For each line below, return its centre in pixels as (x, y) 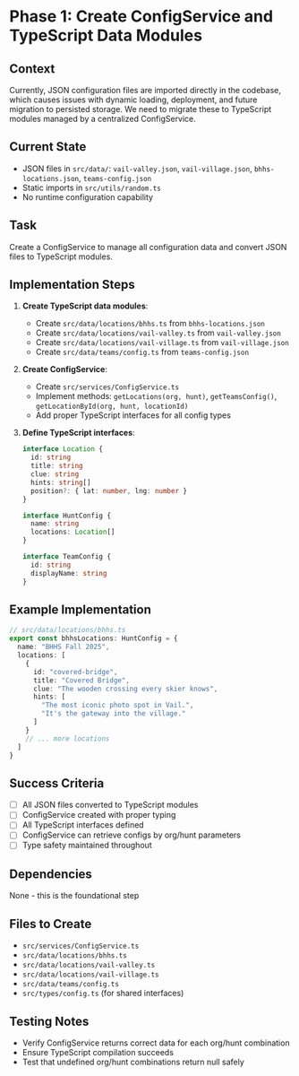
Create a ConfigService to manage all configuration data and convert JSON (148, 247)
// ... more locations (68, 738)
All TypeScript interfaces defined (83, 825)
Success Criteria (57, 783)
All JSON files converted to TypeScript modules (110, 805)
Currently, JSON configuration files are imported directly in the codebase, (145, 90)
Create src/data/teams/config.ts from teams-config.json (142, 352)
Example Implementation (81, 609)
